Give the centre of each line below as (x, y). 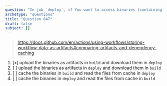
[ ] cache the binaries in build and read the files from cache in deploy (84, 73)
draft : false (19, 24)
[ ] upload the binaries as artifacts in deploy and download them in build (86, 68)
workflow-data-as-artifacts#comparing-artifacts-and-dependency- (87, 48)
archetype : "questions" (30, 14)
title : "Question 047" (29, 19)
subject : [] (17, 28)
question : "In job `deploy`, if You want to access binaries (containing (84, 10)
